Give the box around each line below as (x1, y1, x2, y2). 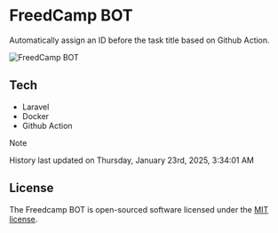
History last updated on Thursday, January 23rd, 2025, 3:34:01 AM (9, 155, 255, 165)
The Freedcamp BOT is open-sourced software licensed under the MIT (9, 204, 269, 214)
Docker (21, 110, 50, 121)
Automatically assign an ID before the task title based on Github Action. (9, 35, 270, 45)
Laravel (21, 101, 50, 112)
